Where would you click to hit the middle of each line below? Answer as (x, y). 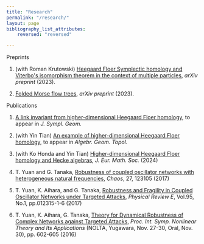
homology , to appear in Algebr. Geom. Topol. (71, 142)
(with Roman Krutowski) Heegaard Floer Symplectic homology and (99, 69)
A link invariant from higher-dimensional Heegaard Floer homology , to (103, 117)
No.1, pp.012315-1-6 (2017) (48, 203)
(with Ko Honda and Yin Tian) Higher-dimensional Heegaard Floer (97, 154)
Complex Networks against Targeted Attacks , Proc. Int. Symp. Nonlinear (106, 221)
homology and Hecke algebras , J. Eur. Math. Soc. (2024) (86, 160)
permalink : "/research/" (38, 18)
